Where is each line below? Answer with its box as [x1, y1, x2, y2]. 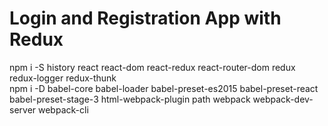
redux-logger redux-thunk [9, 72, 117, 84]
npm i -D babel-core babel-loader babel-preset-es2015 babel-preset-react [9, 82, 319, 94]
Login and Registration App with [9, 7, 282, 30]
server [9, 103, 37, 116]
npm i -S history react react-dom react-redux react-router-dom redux [9, 61, 296, 73]
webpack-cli [38, 103, 89, 116]
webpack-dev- [252, 93, 314, 105]
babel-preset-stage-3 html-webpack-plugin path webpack [9, 93, 251, 105]
